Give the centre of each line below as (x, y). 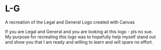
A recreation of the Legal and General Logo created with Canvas (70, 22)
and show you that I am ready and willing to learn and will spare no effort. (79, 42)
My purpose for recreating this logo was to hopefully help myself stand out (80, 37)
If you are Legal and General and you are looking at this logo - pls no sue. (79, 31)
